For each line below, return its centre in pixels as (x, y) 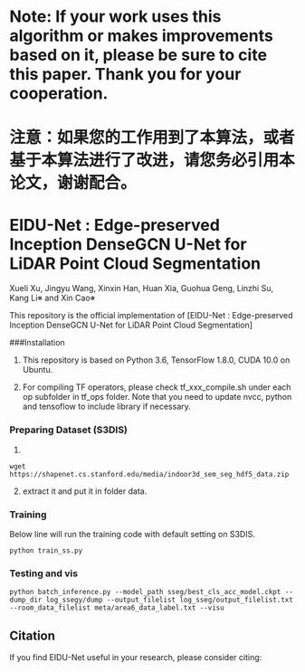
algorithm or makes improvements (141, 36)
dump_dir (26, 600)
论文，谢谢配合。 (73, 183)
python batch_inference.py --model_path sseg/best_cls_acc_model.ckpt (145, 592)
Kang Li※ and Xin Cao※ (52, 298)
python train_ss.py (46, 550)
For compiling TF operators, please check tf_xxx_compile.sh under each (157, 387)
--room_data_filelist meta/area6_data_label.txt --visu (117, 608)
